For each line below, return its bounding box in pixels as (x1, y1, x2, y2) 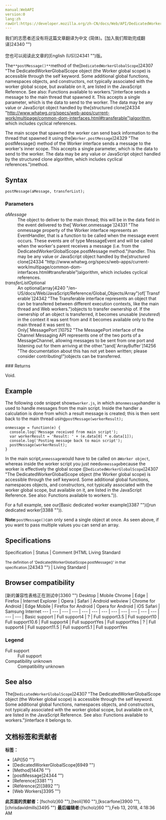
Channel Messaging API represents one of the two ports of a (17, 332, 141, 339)
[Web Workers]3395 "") (12, 788, 61, 794)
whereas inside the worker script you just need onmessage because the (5, 461, 146, 467)
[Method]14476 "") (12, 767, 51, 773)
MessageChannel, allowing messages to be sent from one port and (17, 338, 154, 344)
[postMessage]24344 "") (12, 772, 64, 778)
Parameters (5, 200, 34, 207)
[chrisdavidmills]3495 (5, 804, 50, 811)
